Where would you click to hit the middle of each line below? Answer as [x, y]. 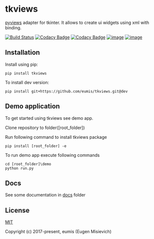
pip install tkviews [26, 73]
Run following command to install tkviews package [56, 137]
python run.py [20, 168]
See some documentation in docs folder [45, 195]
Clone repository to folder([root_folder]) [45, 128]
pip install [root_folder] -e [36, 146]
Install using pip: [22, 64]
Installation [22, 53]
